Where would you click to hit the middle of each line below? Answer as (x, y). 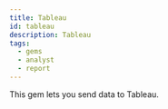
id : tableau (32, 26)
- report (34, 69)
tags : (20, 43)
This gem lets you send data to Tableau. (84, 94)
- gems (30, 52)
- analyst (36, 60)
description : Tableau (50, 35)
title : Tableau (38, 18)
